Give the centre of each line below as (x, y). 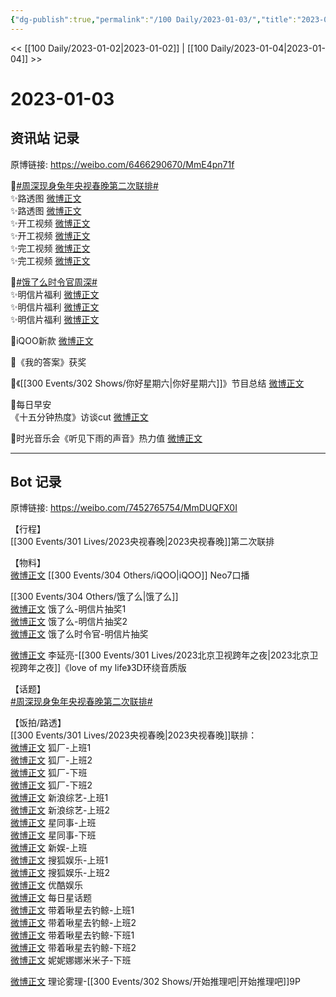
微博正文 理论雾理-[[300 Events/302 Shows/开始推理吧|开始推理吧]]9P (155, 982)
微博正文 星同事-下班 (53, 835)
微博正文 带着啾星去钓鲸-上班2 (73, 923)
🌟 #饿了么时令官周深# (54, 282)
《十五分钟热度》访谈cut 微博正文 (79, 417)
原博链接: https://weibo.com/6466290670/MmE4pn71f (122, 164)
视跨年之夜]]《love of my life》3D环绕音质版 (98, 668)
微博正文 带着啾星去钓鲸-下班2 (73, 948)
